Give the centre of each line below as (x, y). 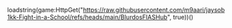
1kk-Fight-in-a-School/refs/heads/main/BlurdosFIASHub (87, 17)
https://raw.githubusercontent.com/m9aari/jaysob (154, 10)
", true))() (180, 17)
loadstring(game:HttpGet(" (45, 10)
